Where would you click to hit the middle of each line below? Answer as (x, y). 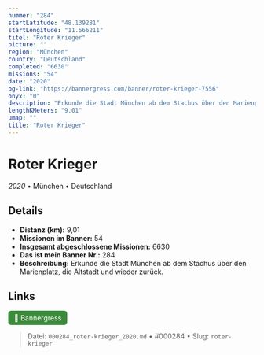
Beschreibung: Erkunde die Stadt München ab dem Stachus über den (133, 263)
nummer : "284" (31, 15)
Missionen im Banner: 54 (61, 238)
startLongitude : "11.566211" (56, 30)
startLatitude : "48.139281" (54, 23)
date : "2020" (29, 81)
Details (26, 211)
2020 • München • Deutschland (60, 186)
